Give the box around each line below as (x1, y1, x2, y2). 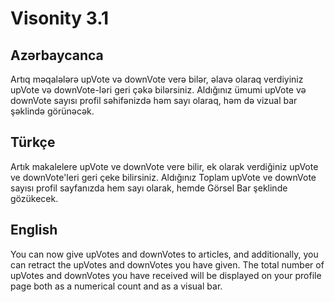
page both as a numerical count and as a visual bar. (10, 280, 223, 292)
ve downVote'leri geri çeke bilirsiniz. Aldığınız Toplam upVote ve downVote (10, 171, 317, 183)
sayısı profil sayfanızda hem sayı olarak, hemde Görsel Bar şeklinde (10, 182, 288, 194)
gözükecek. (10, 192, 59, 204)
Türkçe (10, 134, 56, 151)
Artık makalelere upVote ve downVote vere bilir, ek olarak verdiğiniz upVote (10, 160, 319, 172)
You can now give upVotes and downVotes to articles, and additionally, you (10, 248, 319, 260)
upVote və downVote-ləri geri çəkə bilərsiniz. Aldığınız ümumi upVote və (10, 84, 307, 96)
